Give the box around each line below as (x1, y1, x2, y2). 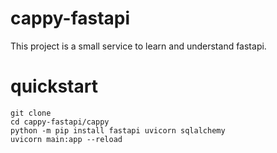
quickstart (10, 75, 98, 98)
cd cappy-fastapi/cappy (10, 117, 110, 127)
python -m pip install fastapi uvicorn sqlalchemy (10, 125, 226, 136)
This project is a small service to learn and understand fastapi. (10, 40, 267, 52)
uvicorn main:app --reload (10, 134, 123, 144)
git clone (10, 108, 52, 118)
